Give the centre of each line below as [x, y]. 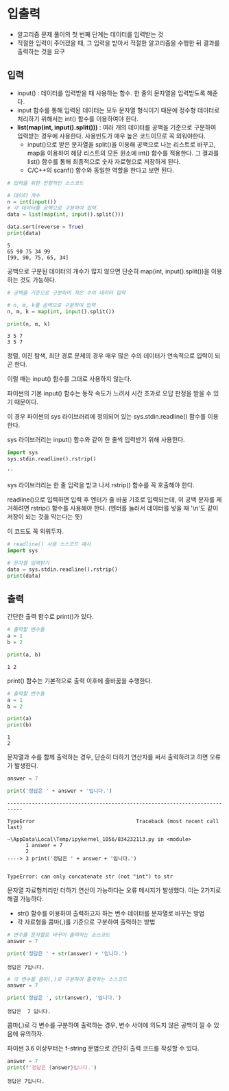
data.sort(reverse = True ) [46, 227]
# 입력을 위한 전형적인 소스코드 [46, 183]
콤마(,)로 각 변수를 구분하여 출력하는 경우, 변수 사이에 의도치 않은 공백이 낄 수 [110, 1025]
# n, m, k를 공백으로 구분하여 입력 [51, 305]
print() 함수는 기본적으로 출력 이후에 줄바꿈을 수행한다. [80, 681]
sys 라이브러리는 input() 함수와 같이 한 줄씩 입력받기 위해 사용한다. [96, 440]
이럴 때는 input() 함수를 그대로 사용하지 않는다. [69, 379]
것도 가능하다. [38, 280]
